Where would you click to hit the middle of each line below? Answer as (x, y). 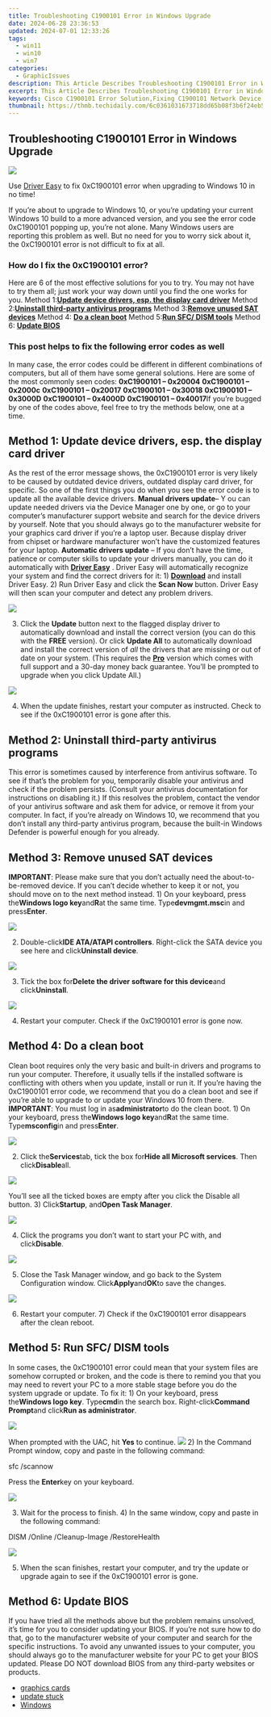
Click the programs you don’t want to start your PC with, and (121, 1235)
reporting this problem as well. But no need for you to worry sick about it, (130, 236)
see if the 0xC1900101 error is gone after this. (96, 714)
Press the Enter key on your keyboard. (71, 1481)
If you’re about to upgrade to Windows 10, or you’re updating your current (131, 210)
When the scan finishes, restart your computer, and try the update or (134, 1568)
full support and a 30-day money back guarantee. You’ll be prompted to (140, 667)
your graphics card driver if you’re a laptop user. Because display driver (127, 533)
